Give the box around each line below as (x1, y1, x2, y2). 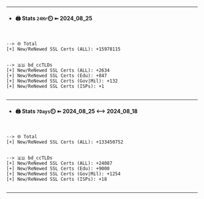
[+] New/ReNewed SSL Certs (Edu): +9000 (6, 166, 110, 172)
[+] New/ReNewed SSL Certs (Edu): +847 (6, 73, 107, 79)
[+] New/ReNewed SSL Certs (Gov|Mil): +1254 (6, 171, 121, 177)
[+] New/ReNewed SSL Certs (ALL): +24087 (6, 160, 113, 167)
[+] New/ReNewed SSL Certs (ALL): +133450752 (6, 139, 123, 146)
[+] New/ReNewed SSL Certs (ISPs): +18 (6, 177, 107, 183)
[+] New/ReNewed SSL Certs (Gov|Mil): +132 (6, 78, 118, 84)
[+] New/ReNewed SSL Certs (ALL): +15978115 (6, 46, 121, 52)
